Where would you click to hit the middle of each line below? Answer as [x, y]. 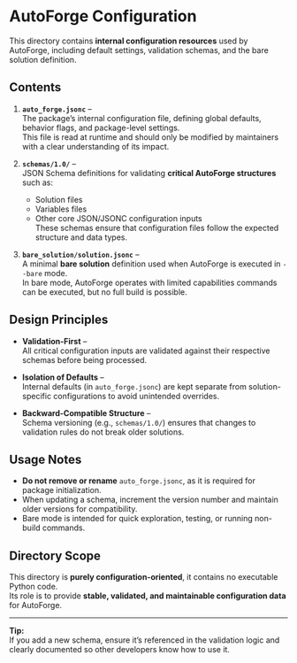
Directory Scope [55, 555]
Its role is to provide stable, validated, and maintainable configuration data [148, 596]
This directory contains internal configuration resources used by [129, 41]
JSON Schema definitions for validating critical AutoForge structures [149, 173]
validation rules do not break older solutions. [103, 432]
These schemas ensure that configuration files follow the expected [157, 227]
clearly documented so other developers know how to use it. [119, 650]
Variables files [61, 209]
